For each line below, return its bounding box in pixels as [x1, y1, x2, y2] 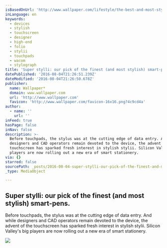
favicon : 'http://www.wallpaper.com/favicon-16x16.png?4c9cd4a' [9, 100, 146, 105]
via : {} [5, 155, 21, 160]
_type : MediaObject [5, 169, 46, 174]
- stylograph [9, 62, 37, 67]
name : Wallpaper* [9, 85, 46, 91]
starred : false [5, 159, 37, 164]
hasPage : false [5, 123, 37, 127]
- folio [9, 44, 26, 49]
